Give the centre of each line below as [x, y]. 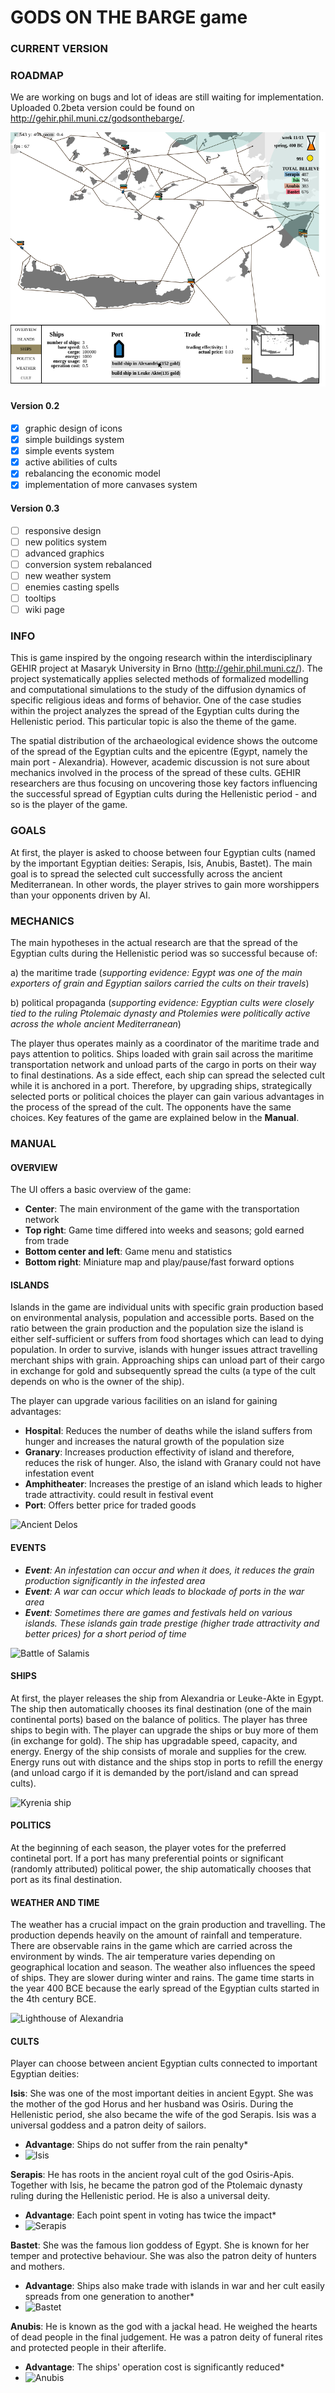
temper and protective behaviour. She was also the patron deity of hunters [163, 2256]
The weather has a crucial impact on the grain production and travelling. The [168, 1925]
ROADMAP [37, 76]
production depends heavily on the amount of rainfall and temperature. [156, 1935]
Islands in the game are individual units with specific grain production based [167, 1307]
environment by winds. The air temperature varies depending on [143, 1957]
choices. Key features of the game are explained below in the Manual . [155, 1117]
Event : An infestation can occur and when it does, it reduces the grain [169, 1570]
